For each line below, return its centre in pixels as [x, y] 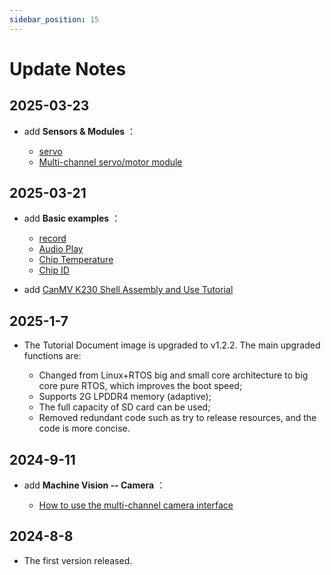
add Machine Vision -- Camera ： [94, 485]
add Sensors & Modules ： [80, 131]
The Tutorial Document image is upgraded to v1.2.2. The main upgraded [172, 345]
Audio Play [61, 249]
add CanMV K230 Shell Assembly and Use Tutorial [128, 290]
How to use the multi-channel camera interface [136, 505]
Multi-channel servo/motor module [110, 162]
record [52, 238]
